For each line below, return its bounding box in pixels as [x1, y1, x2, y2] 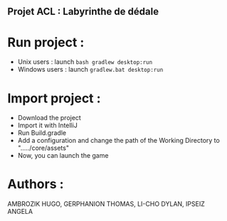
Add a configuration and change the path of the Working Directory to [17, 136, 221, 145]
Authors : [7, 176, 64, 193]
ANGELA [7, 207, 33, 216]
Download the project [17, 114, 82, 122]
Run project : [7, 34, 85, 50]
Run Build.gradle [17, 129, 66, 137]
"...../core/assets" [17, 144, 70, 152]
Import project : [7, 90, 101, 106]
